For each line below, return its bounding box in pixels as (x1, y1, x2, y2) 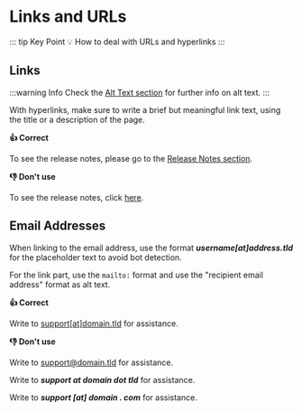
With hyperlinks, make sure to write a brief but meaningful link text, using (9, 104, 281, 115)
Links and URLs (9, 6, 127, 27)
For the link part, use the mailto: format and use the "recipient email (9, 269, 264, 280)
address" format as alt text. (9, 278, 111, 290)
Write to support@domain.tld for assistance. (9, 357, 174, 368)
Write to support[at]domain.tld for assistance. (9, 318, 178, 329)
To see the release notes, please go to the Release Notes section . (9, 153, 253, 164)
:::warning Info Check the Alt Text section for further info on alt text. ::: (9, 87, 270, 98)
